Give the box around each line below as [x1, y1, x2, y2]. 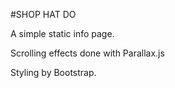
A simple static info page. [10, 28, 115, 39]
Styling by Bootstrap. [10, 67, 97, 78]
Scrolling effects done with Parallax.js [10, 47, 165, 59]
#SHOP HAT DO [10, 9, 77, 20]
